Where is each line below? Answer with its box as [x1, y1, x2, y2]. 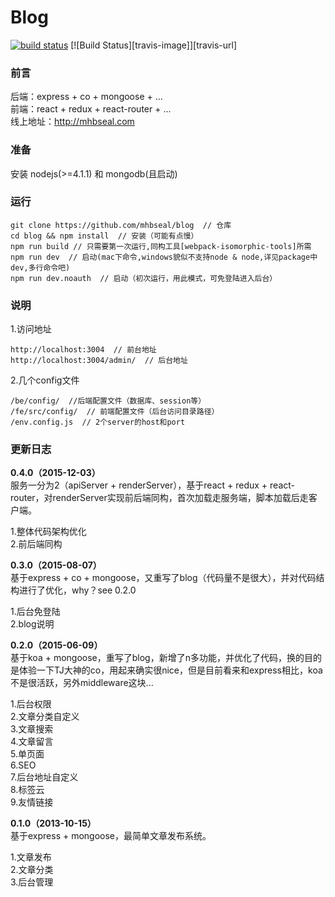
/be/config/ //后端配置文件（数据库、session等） [10, 396, 207, 406]
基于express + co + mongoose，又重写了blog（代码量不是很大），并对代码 [10, 572, 317, 584]
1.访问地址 [10, 323, 52, 335]
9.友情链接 [10, 796, 54, 808]
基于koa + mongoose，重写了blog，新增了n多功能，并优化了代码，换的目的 [10, 652, 322, 664]
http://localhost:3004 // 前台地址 [10, 345, 157, 355]
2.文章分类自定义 [10, 711, 80, 723]
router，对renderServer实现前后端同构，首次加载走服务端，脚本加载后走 [10, 492, 309, 504]
